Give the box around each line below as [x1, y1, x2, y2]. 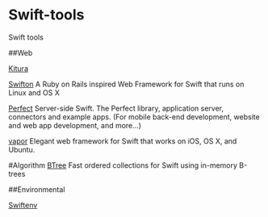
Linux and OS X [8, 87, 61, 98]
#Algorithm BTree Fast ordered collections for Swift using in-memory [8, 160, 238, 170]
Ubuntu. [8, 144, 36, 154]
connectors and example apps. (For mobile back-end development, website [8, 111, 260, 122]
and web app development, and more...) [8, 120, 141, 130]
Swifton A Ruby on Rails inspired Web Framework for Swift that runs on [8, 79, 245, 89]
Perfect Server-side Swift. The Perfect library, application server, [8, 103, 224, 113]
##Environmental [8, 184, 65, 194]
